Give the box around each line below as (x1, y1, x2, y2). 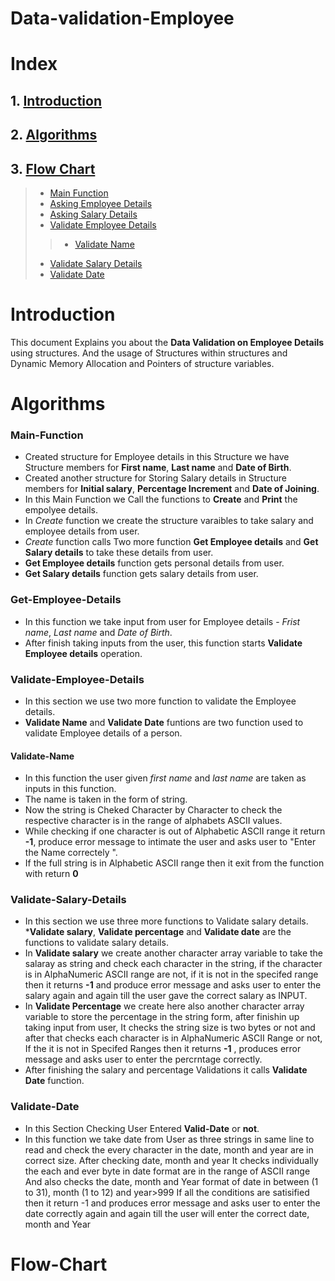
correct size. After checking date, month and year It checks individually (24, 1154, 319, 1166)
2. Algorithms (10, 127, 98, 144)
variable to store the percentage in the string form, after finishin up (24, 1011, 300, 1023)
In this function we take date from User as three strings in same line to (24, 1133, 315, 1145)
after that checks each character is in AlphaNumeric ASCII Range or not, (24, 1032, 323, 1044)
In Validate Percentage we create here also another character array (24, 1000, 305, 1012)
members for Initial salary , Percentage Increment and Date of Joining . (24, 483, 320, 495)
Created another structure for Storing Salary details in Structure (24, 472, 287, 484)
